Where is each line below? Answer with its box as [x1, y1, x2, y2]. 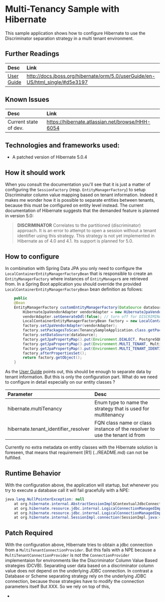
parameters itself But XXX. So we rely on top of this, [5, 584, 110, 590]
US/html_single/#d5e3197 [26, 79, 88, 86]
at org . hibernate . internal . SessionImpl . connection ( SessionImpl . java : [14, 515, 160, 520]
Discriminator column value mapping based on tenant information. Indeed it [5, 192, 158, 198]
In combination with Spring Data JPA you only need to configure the [5, 266, 142, 271]
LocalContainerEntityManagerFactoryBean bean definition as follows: [5, 286, 143, 292]
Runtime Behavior [5, 469, 61, 478]
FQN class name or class [94, 420, 152, 426]
